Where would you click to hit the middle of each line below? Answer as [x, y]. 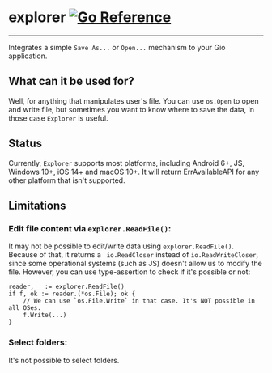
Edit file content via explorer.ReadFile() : [90, 228]
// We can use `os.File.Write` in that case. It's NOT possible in [139, 301]
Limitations [37, 205]
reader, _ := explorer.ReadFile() [67, 287]
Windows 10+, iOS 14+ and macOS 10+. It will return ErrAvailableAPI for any [134, 172]
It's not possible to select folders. [64, 360]
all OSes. [25, 308]
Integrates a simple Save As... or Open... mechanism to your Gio [117, 47]
